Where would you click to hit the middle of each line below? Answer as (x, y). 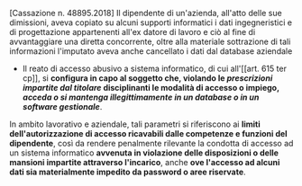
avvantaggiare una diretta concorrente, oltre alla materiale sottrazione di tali (150, 41)
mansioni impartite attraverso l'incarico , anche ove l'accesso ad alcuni (145, 162)
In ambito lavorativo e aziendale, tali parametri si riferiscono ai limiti (135, 124)
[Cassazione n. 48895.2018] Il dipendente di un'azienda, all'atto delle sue (146, 13)
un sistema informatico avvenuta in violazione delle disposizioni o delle (144, 153)
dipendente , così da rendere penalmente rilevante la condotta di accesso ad (151, 143)
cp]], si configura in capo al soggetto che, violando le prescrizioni (147, 78)
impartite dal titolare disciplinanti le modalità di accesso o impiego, (151, 88)
